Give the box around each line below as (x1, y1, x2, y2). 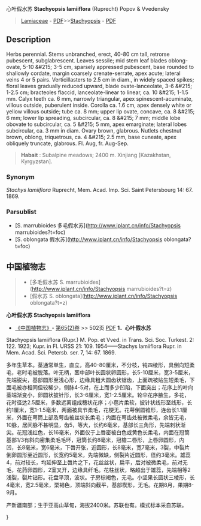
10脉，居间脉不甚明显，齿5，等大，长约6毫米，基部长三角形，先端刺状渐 (6, 422, 186, 429)
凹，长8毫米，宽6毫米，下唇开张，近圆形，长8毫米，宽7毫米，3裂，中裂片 (6, 444, 190, 451)
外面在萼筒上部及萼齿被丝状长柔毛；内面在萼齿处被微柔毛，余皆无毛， (16, 414, 190, 421)
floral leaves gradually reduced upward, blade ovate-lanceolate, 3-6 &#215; (6, 82, 193, 89)
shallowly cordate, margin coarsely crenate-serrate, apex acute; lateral (6, 70, 181, 77)
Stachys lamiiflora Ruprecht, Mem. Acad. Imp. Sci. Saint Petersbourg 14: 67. (6, 187, 193, 194)
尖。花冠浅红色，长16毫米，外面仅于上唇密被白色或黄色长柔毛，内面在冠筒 (6, 429, 190, 436)
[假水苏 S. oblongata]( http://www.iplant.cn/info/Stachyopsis (29, 293, 178, 300)
